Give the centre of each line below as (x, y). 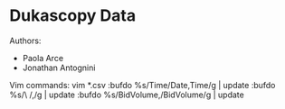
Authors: (25, 41)
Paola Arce (43, 58)
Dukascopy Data (73, 16)
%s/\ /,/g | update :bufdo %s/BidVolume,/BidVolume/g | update (127, 95)
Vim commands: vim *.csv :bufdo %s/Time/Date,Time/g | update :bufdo (142, 85)
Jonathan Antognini (59, 68)
